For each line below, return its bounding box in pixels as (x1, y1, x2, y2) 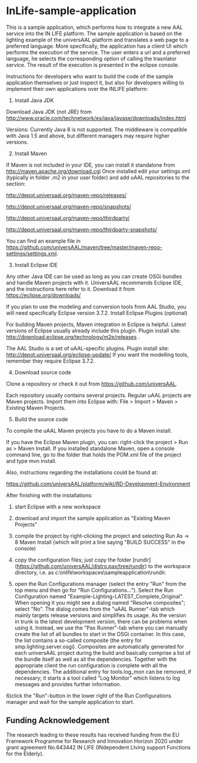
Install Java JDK (14, 96, 54, 104)
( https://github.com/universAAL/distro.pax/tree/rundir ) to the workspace (14, 562, 191, 569)
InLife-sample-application (6, 4, 136, 18)
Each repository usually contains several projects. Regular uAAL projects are (6, 392, 192, 399)
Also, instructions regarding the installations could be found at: (6, 468, 158, 476)
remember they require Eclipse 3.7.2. (6, 357, 95, 364)
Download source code (14, 369, 72, 376)
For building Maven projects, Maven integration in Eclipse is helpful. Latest (6, 321, 186, 328)
